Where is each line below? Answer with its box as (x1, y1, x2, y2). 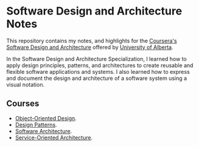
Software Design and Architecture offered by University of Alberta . (6, 44, 173, 51)
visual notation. (6, 80, 44, 88)
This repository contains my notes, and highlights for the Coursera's (6, 37, 178, 44)
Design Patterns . (15, 121, 57, 128)
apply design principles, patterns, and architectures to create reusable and (6, 62, 194, 69)
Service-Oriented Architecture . (15, 134, 93, 141)
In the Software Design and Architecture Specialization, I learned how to (6, 55, 187, 62)
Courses (6, 99, 40, 109)
